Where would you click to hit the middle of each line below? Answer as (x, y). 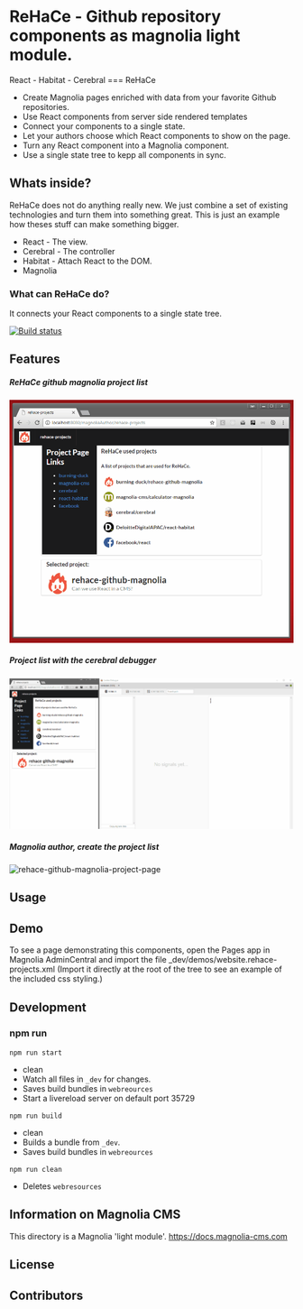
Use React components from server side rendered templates (135, 116)
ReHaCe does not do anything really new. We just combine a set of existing (149, 205)
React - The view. (55, 242)
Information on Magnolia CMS (95, 1215)
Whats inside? (50, 184)
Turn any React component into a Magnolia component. (126, 145)
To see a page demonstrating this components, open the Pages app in (140, 950)
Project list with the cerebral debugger (83, 660)
